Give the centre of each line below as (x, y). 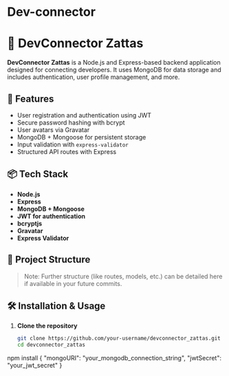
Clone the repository (47, 326)
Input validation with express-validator (73, 144)
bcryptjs (30, 223)
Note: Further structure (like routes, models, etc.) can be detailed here (123, 276)
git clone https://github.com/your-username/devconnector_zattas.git (119, 339)
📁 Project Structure (49, 259)
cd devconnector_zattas (51, 345)
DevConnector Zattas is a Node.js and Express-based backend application (114, 63)
